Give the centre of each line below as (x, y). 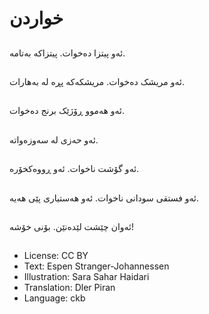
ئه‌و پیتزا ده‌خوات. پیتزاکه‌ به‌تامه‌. (67, 53)
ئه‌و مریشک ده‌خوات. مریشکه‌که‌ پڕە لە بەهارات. (97, 81)
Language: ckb (54, 298)
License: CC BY (56, 256)
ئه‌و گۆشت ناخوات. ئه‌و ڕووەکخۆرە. (74, 169)
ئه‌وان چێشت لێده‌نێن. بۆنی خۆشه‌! (72, 226)
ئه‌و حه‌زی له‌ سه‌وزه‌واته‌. (54, 139)
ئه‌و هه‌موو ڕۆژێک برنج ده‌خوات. (67, 111)
